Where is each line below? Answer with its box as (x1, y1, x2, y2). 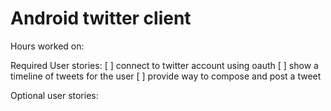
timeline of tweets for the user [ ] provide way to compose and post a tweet (10, 70, 322, 82)
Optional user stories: (10, 89, 99, 101)
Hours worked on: (10, 40, 85, 52)
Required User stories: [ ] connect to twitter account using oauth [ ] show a (10, 59, 319, 71)
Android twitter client (10, 7, 192, 30)
